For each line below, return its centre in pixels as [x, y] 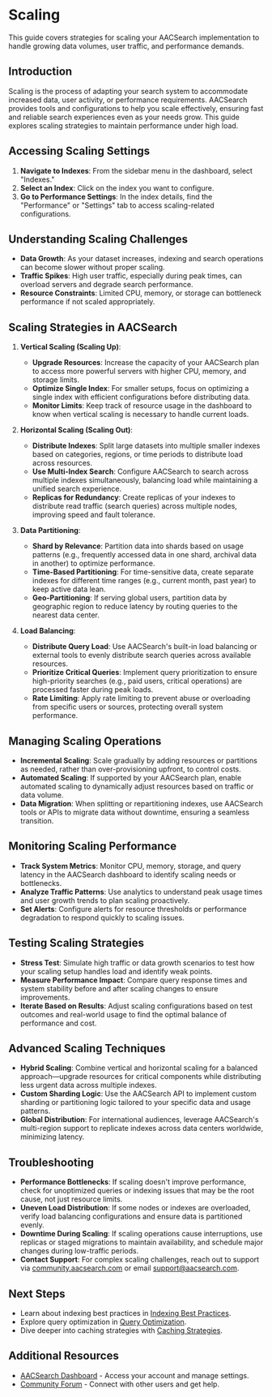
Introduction [40, 72]
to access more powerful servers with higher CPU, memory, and [139, 372]
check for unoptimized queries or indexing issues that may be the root [137, 1191]
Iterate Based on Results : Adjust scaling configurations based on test [136, 1006]
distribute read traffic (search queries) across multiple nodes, [134, 506]
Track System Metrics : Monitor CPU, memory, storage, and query [130, 866]
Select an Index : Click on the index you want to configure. [117, 187]
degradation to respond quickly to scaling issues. [102, 918]
